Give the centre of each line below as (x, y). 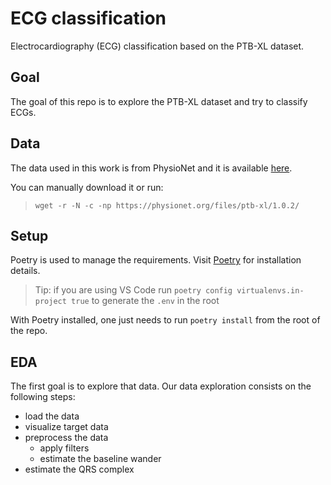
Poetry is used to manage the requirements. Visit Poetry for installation (156, 260)
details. (25, 271)
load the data (52, 416)
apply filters (64, 448)
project (50, 302)
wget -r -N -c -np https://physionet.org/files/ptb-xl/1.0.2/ (167, 205)
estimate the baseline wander (100, 459)
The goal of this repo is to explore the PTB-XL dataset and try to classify (159, 101)
